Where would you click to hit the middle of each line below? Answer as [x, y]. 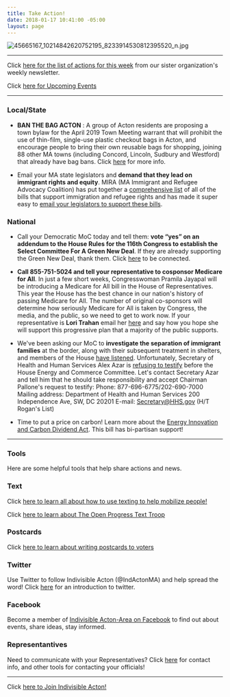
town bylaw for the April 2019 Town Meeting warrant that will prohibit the [119, 132]
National [22, 221]
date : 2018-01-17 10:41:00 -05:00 [56, 20]
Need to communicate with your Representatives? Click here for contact [109, 659]
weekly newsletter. [34, 73]
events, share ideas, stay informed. [56, 627]
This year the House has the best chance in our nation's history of [110, 293]
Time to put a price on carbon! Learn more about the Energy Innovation [117, 421]
